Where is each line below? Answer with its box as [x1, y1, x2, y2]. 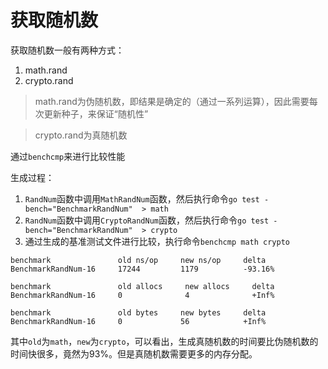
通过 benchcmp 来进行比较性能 [10, 150, 126, 162]
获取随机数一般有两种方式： [10, 44, 125, 56]
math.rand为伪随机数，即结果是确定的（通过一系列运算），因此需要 [34, 95, 310, 107]
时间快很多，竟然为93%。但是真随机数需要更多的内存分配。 [10, 347, 258, 360]
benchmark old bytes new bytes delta [10, 307, 267, 318]
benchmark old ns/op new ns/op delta [10, 255, 267, 265]
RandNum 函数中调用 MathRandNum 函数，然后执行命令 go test [24, 192, 260, 205]
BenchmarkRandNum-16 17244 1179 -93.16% [10, 264, 275, 274]
